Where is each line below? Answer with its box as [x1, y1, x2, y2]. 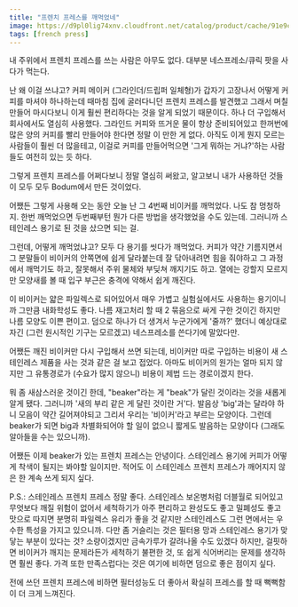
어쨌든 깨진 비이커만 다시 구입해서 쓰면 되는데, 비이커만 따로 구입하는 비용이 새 [9, 346, 279, 356]
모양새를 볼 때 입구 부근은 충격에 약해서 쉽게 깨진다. [18, 275, 196, 285]
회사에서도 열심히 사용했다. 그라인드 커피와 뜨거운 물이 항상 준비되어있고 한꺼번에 [9, 118, 289, 129]
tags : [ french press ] [9, 29, 90, 38]
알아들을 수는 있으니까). [9, 432, 90, 443]
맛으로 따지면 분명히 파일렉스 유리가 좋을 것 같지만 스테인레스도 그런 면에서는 [9, 514, 275, 524]
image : [9, 21, 34, 30]
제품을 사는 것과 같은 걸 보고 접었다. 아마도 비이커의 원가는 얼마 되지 [39, 357, 274, 368]
